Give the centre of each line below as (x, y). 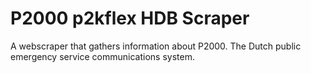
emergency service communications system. (102, 56)
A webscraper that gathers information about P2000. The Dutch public (156, 46)
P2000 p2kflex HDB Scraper (130, 18)
